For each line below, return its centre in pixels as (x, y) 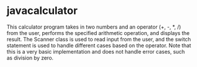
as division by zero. (30, 58)
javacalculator (42, 11)
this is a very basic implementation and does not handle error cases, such (96, 51)
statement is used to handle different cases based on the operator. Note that (99, 45)
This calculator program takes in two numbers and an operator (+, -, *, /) (94, 27)
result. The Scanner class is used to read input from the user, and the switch (99, 39)
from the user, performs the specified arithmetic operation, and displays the (98, 33)
